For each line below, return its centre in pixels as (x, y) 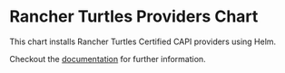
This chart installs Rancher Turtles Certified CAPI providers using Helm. (143, 41)
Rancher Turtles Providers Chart (134, 17)
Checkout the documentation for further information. (108, 59)
